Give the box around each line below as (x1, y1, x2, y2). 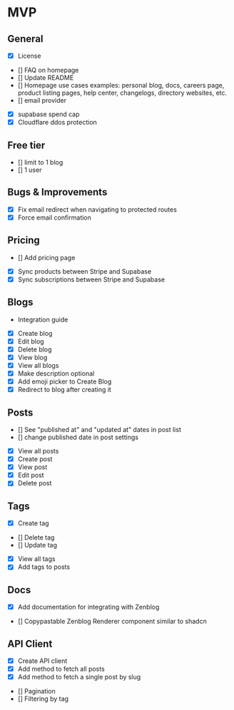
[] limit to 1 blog (17, 158, 63, 166)
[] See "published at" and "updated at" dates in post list (17, 426, 182, 433)
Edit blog (17, 336, 44, 346)
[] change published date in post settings (17, 433, 139, 441)
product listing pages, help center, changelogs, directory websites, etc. (17, 88, 228, 97)
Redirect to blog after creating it (17, 386, 112, 394)
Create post (17, 455, 53, 463)
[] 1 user (17, 165, 42, 174)
